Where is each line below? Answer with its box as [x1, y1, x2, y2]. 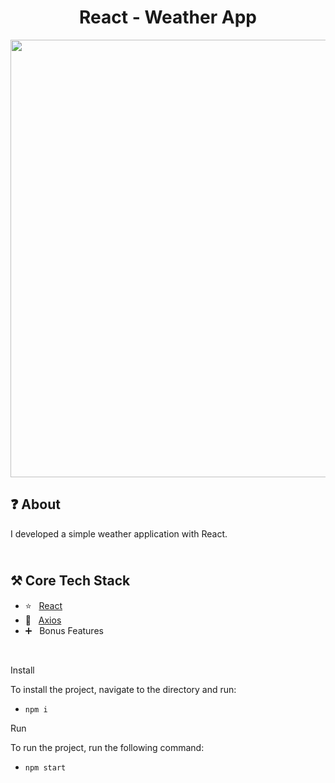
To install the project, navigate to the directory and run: [10, 683, 237, 695]
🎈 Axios [24, 614, 62, 626]
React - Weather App [79, 6, 257, 29]
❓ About [10, 496, 61, 513]
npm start [24, 762, 67, 773]
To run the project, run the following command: [10, 741, 205, 753]
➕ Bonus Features [24, 624, 104, 636]
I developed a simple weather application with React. [10, 527, 228, 540]
